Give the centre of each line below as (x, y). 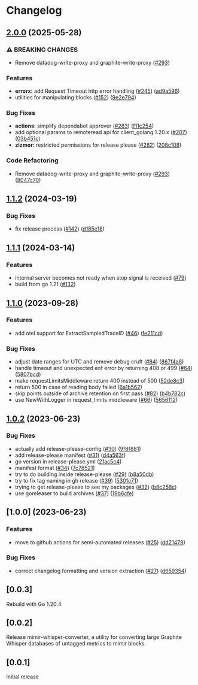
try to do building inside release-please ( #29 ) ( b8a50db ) (84, 474)
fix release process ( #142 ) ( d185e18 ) (60, 229)
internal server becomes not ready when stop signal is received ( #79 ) (100, 278)
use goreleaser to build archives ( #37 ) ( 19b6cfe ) (74, 493)
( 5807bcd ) (28, 374)
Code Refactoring (32, 160)
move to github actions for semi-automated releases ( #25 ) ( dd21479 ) (100, 542)
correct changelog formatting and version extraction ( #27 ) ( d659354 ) (100, 571)
